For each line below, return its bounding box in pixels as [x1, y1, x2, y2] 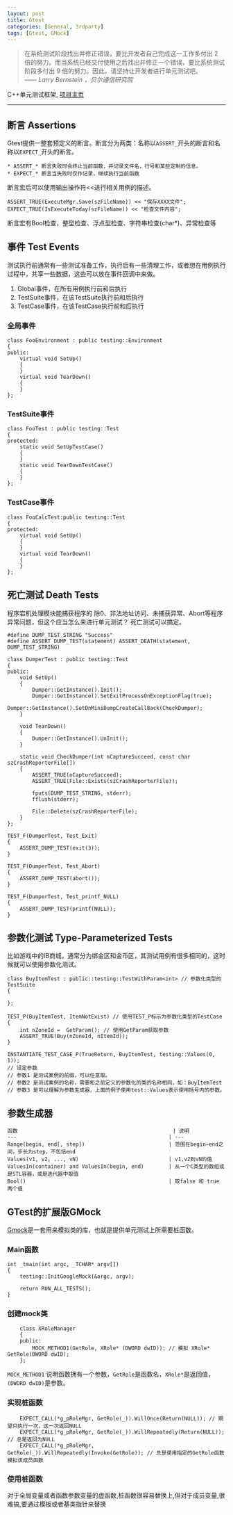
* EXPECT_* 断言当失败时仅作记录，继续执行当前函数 [7, 170, 140, 177]
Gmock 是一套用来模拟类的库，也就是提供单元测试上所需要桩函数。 [7, 1226, 198, 1234]
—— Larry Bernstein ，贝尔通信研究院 [24, 76, 133, 84]
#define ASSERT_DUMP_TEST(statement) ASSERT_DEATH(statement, [7, 638, 191, 645]
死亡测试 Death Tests [7, 589, 99, 601]
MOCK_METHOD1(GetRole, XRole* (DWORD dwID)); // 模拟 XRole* [32, 1345, 210, 1352]
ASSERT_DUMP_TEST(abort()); [19, 875, 101, 882]
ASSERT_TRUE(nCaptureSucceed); [32, 771, 123, 779]
